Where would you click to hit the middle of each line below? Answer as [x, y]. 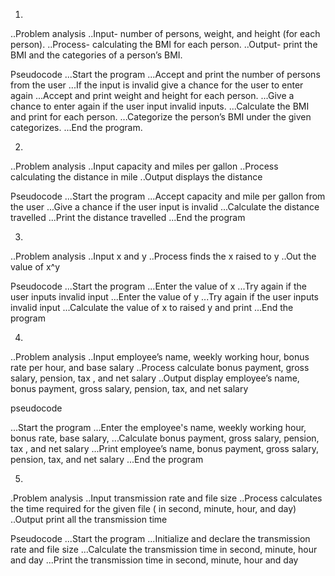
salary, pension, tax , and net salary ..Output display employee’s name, [155, 378]
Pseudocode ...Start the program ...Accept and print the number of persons [165, 74]
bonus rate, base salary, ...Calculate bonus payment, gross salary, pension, [165, 438]
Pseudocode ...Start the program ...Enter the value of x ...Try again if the [158, 286]
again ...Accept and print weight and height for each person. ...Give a [152, 95]
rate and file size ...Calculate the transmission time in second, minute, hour [164, 549]
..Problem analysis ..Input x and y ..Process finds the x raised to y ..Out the [163, 256]
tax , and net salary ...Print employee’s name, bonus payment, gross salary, [164, 448]
